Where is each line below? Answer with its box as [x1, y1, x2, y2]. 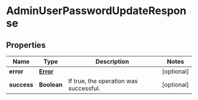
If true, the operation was [68, 77, 138, 85]
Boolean [39, 81, 63, 89]
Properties [6, 40, 46, 50]
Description [95, 58, 130, 65]
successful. [68, 84, 100, 92]
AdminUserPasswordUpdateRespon [6, 4, 187, 18]
